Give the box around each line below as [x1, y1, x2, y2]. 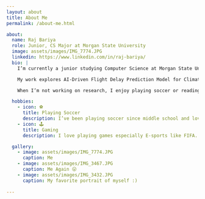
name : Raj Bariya [12, 37, 56, 43]
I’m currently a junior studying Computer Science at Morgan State [17, 65, 192, 71]
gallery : [12, 143, 34, 150]
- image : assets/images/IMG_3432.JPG [17, 172, 113, 178]
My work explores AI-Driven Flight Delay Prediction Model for [17, 76, 182, 82]
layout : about [6, 9, 43, 15]
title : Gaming [22, 126, 59, 133]
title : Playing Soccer [22, 110, 81, 116]
